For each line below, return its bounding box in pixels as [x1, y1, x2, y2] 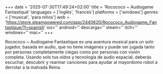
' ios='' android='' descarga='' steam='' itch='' [44, 25, 138, 30]
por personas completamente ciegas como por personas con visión [5, 49, 140, 55]
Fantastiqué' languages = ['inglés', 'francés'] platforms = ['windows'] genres [5, 9, 158, 15]
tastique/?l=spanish [5, 25, 45, 30]
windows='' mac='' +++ [5, 30, 53, 35]
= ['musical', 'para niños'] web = [5, 14, 70, 20]
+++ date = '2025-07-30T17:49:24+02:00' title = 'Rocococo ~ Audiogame [5, 4, 154, 10]
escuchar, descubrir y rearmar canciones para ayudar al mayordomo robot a [5, 60, 158, 65]
